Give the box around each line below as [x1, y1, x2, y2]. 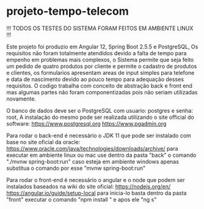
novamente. [6, 95, 37, 102]
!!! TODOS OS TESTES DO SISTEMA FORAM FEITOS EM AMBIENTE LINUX [6, 25, 194, 32]
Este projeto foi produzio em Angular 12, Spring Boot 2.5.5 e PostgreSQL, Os [6, 43, 199, 50]
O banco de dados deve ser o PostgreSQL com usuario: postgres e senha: [6, 107, 194, 114]
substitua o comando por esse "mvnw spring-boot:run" [6, 164, 145, 172]
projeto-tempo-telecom [6, 4, 129, 18]
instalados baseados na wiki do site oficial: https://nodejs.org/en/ [6, 183, 171, 190]
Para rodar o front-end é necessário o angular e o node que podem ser [6, 176, 185, 183]
